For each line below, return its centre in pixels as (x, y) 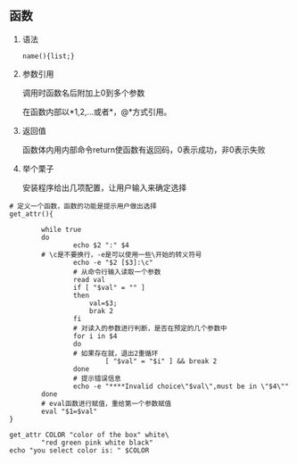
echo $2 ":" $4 (101, 245)
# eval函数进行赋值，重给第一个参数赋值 (107, 403)
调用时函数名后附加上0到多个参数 (83, 93)
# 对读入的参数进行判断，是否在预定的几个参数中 (150, 328)
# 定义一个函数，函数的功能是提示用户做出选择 (83, 206)
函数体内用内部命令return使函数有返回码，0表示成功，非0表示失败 (144, 149)
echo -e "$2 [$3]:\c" (113, 262)
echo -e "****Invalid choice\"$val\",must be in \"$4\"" (181, 386)
